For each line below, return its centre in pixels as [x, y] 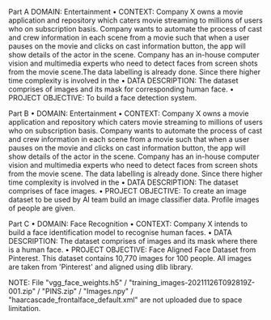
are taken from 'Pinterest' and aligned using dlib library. [101, 267]
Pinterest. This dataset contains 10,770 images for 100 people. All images [130, 258]
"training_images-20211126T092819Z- [192, 282]
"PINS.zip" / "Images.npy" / [87, 291]
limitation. [25, 308]
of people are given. [42, 208]
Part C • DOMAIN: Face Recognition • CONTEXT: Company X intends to [128, 224]
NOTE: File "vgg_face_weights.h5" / [68, 282]
